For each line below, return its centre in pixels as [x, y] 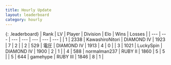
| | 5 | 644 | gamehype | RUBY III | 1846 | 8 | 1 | [54, 57]
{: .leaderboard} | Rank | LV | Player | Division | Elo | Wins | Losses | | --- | [83, 34]
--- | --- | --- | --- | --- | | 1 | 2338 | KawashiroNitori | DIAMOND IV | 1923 [88, 39]
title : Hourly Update [28, 10]
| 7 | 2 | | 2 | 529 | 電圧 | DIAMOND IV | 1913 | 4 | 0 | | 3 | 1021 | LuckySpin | [84, 46]
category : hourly [24, 19]
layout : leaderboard [27, 15]
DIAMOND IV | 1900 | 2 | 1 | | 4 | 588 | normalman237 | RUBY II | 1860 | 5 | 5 [85, 51]
